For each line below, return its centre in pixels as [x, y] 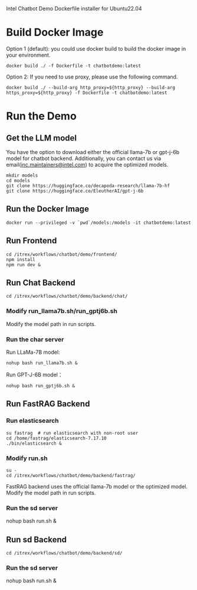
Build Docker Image [55, 32]
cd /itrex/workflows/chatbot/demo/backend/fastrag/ [71, 475]
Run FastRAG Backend [48, 404]
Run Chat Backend [41, 283]
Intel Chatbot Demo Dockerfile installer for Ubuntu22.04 [74, 9]
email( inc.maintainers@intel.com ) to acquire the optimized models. [87, 164]
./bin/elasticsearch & [34, 443]
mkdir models [22, 175]
